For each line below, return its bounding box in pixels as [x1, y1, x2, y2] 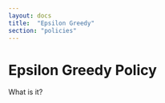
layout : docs [8, 11, 52, 20]
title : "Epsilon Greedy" [8, 19, 95, 27]
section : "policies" [8, 26, 78, 34]
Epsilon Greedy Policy [8, 61, 158, 79]
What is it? [8, 87, 43, 97]
